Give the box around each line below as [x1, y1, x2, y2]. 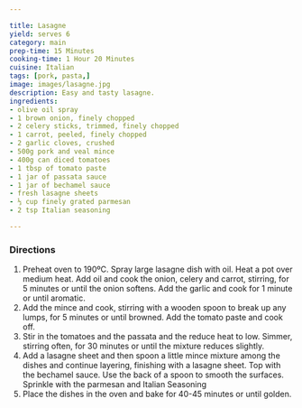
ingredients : [9, 97, 59, 106]
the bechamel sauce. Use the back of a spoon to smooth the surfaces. [22, 369, 284, 380]
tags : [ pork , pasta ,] [9, 71, 91, 81]
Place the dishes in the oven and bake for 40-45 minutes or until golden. [22, 389, 292, 400]
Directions [9, 243, 56, 255]
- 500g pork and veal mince [9, 147, 115, 156]
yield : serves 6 [9, 29, 70, 39]
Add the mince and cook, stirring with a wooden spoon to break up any [22, 302, 287, 313]
